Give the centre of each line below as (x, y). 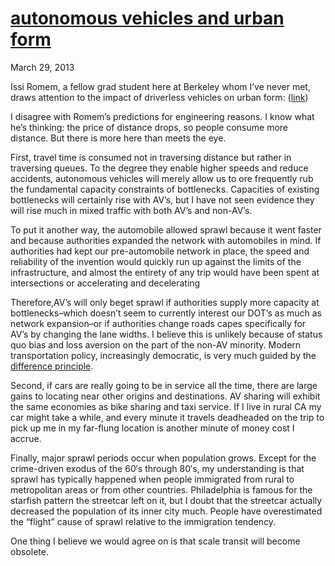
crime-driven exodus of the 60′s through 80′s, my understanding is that (157, 468)
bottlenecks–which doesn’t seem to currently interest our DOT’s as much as (166, 313)
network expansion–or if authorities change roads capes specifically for (158, 323)
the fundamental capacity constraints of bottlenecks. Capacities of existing (165, 189)
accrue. (26, 438)
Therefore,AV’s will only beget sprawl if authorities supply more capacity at (165, 302)
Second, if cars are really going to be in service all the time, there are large (164, 385)
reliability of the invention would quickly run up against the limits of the (156, 261)
